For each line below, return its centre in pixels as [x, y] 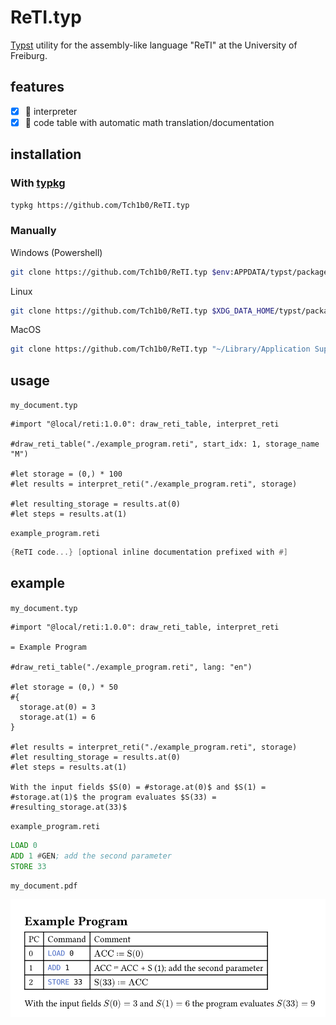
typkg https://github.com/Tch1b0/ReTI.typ [100, 205]
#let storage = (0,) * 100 [66, 474]
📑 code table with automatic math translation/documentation [149, 122]
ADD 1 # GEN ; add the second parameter [91, 856]
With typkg [38, 183]
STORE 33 [28, 866]
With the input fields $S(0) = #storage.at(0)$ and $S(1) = [138, 787]
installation [46, 154]
